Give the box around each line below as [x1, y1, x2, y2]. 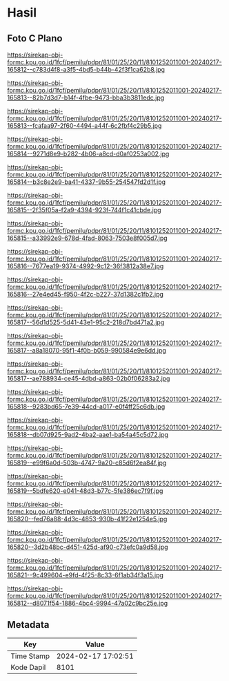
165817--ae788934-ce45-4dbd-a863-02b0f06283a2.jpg [7, 375, 170, 382]
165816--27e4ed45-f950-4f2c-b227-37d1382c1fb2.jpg [7, 290, 164, 298]
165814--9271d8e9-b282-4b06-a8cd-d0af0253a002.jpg [7, 150, 170, 158]
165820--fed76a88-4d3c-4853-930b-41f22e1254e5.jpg [7, 515, 168, 523]
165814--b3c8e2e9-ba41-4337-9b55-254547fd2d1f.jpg [7, 178, 166, 186]
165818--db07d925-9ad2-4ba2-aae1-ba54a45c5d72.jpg [7, 431, 169, 438]
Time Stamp [10, 651, 50, 661]
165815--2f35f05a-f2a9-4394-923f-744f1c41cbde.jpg [7, 206, 161, 214]
